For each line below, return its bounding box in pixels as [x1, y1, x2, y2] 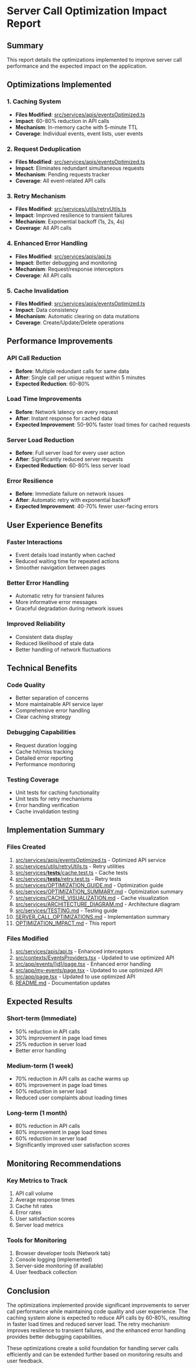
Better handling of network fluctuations [15, 646, 111, 653]
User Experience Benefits [7, 520, 103, 530]
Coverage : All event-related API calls [15, 177, 106, 184]
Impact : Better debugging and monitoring [15, 259, 117, 266]
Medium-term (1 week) [7, 1061, 73, 1070]
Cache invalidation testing [15, 808, 79, 815]
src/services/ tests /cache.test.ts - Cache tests [15, 869, 128, 876]
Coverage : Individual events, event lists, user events [15, 129, 143, 137]
